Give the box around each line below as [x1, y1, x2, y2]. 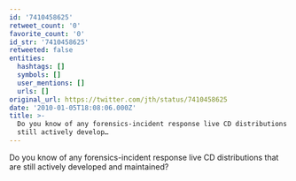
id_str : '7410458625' [9, 37, 90, 47]
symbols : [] [17, 71, 62, 79]
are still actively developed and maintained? [9, 161, 169, 172]
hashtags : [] [17, 63, 66, 72]
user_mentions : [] [17, 79, 86, 87]
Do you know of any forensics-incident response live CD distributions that [9, 152, 279, 162]
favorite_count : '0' [9, 29, 86, 38]
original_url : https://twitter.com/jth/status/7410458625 [9, 94, 228, 104]
